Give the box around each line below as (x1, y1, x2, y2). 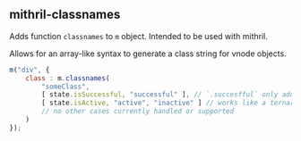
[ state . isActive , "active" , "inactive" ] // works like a (41, 98, 267, 108)
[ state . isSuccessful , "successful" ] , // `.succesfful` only (41, 90, 279, 99)
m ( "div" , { (9, 65, 50, 74)
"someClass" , (41, 82, 90, 91)
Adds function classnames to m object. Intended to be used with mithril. (9, 30, 269, 41)
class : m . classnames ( (25, 73, 110, 83)
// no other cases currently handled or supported (41, 107, 235, 116)
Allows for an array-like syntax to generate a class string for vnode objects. (9, 48, 287, 59)
